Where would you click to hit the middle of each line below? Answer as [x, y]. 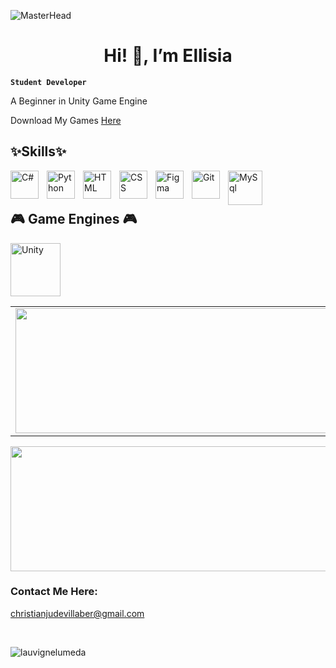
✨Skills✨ [38, 151]
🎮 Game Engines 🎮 [74, 219]
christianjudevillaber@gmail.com [77, 613]
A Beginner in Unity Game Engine [79, 101]
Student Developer [48, 82]
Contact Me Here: [54, 592]
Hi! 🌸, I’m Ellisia [168, 56]
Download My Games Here [66, 120]
